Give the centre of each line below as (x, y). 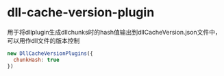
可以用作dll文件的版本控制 (43, 40)
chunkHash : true (36, 60)
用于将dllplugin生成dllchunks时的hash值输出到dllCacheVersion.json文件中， (114, 32)
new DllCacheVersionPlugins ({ (50, 53)
